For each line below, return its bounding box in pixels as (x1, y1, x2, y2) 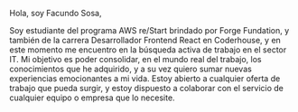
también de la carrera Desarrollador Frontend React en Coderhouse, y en (9, 35, 282, 45)
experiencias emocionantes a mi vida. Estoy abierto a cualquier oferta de (9, 73, 281, 84)
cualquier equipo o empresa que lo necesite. (9, 92, 175, 103)
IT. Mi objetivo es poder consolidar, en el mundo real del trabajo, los (9, 54, 262, 64)
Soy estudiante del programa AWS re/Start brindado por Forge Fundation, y (9, 25, 290, 35)
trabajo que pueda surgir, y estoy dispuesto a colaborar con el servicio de (9, 83, 284, 93)
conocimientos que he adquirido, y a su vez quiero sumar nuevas (9, 63, 253, 74)
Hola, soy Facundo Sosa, (9, 8, 102, 18)
